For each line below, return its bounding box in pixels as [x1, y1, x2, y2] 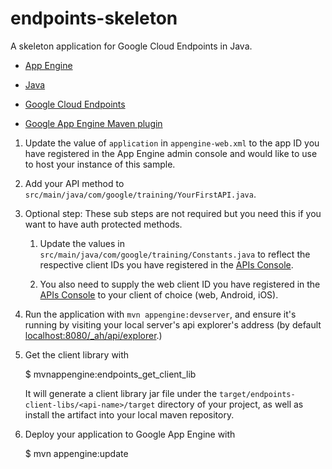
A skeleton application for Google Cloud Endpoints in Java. [10, 40, 253, 52]
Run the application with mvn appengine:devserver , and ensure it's [24, 308, 297, 320]
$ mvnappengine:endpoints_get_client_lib [24, 368, 197, 380]
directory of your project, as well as [157, 398, 304, 410]
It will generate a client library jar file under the [24, 387, 218, 399]
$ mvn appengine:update [24, 447, 129, 459]
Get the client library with [24, 348, 130, 361]
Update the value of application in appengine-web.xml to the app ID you [24, 137, 320, 149]
